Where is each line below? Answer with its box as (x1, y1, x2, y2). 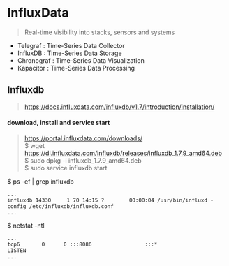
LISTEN (7, 246, 27, 254)
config (7, 202, 27, 210)
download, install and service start (7, 119, 110, 127)
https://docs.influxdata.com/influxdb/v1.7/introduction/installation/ (24, 103, 215, 111)
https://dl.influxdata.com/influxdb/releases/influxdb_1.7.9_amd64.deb (24, 149, 222, 157)
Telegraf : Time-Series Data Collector (17, 41, 126, 50)
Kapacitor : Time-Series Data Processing (17, 64, 135, 72)
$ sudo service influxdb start (24, 163, 108, 172)
